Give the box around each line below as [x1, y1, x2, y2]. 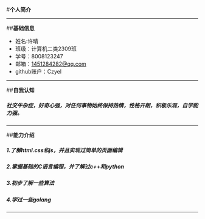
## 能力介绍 [6, 131, 35, 139]
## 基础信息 [6, 24, 35, 32]
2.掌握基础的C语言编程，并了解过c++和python [6, 162, 125, 170]
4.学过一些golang [6, 196, 52, 203]
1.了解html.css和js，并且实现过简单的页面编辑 [6, 146, 123, 154]
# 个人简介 [6, 6, 32, 13]
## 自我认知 [6, 86, 35, 94]
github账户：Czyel [15, 68, 62, 75]
